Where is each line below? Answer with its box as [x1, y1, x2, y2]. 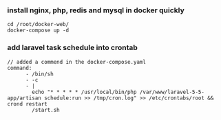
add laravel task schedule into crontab [7, 43, 138, 53]
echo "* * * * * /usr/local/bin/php [32, 88, 137, 95]
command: [7, 64, 32, 71]
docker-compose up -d [7, 27, 70, 34]
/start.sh [32, 106, 60, 113]
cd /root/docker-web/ [7, 21, 70, 28]
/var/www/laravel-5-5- [139, 88, 205, 95]
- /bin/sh [25, 71, 54, 77]
